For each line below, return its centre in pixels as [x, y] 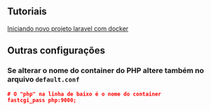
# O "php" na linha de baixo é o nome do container [84, 94]
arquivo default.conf [43, 79]
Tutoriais [27, 12]
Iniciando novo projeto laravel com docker [68, 28]
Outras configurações [56, 51]
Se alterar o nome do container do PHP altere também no [106, 71]
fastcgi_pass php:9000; [42, 100]
